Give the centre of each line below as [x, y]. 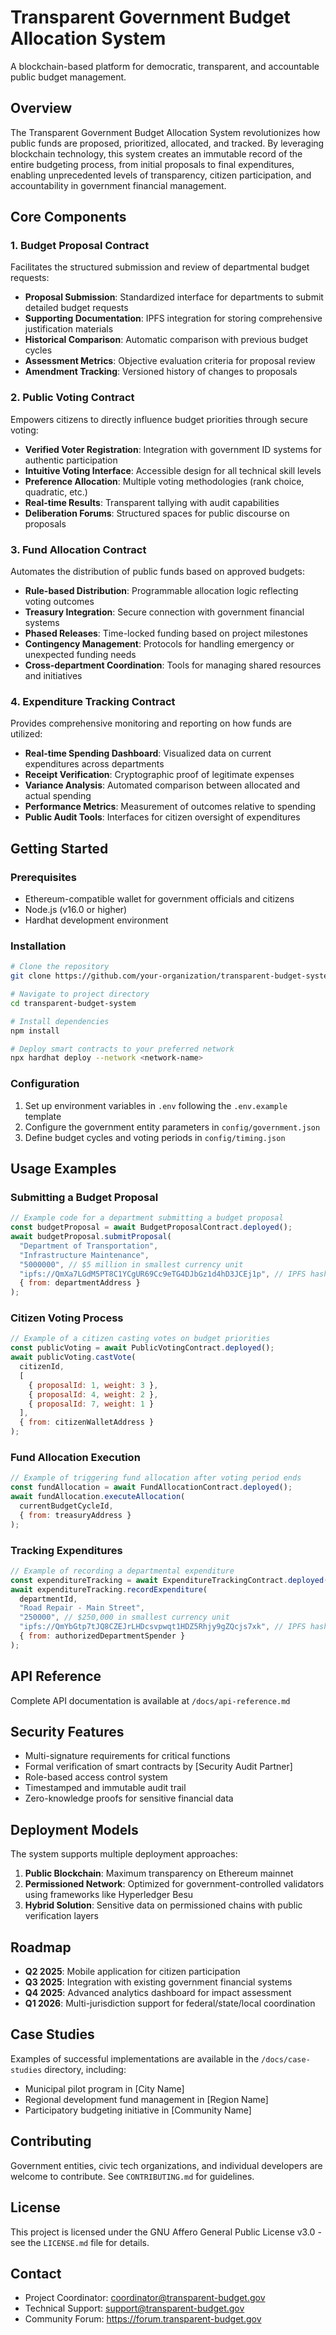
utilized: [26, 734]
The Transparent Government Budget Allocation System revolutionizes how [165, 132]
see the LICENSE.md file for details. [80, 2242]
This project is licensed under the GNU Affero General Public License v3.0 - [166, 2232]
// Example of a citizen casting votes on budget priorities [140, 1339]
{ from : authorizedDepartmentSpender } [102, 1636]
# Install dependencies [60, 1021]
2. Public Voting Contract [72, 398]
